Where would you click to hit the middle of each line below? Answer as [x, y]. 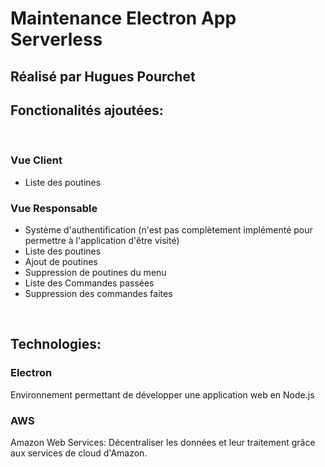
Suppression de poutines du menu [95, 272]
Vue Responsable [54, 208]
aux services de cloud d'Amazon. [79, 453]
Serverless [56, 39]
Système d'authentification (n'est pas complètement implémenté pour [168, 229]
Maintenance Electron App [123, 18]
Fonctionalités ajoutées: [87, 110]
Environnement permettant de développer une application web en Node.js [162, 394]
